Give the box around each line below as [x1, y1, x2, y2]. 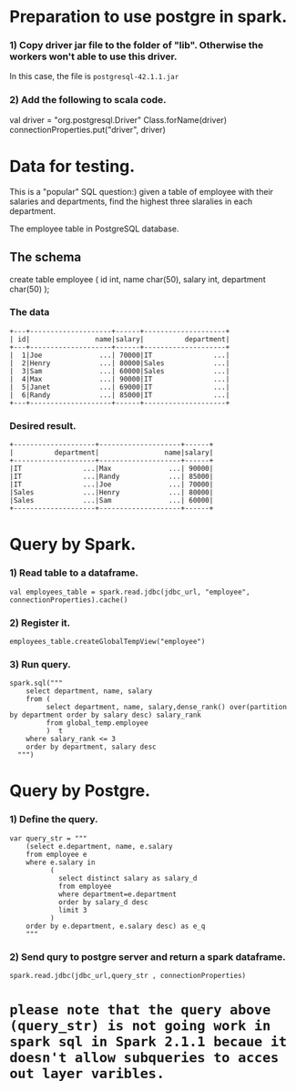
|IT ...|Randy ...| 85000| [9, 472, 214, 482]
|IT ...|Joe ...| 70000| [9, 480, 214, 489]
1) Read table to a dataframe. [9, 566, 139, 579]
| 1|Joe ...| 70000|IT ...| [9, 351, 230, 360]
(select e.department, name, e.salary [26, 841, 173, 851]
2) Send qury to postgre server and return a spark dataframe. [9, 950, 286, 963]
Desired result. [9, 419, 77, 432]
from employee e [26, 850, 88, 859]
